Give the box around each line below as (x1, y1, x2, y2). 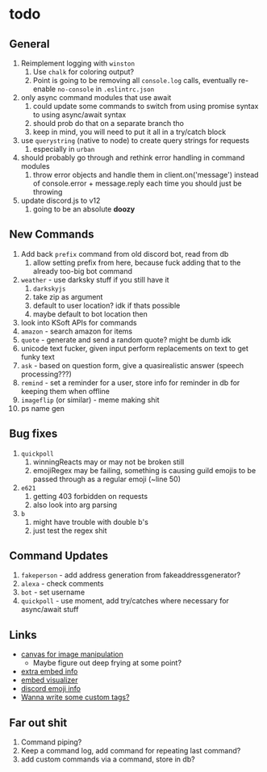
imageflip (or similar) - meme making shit (20, 395, 160, 405)
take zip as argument (32, 292, 103, 301)
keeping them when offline (20, 386, 111, 396)
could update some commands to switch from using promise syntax (32, 102, 259, 111)
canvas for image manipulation (20, 649, 123, 659)
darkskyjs (32, 284, 67, 293)
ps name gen (20, 403, 65, 413)
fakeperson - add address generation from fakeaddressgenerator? (20, 570, 241, 580)
